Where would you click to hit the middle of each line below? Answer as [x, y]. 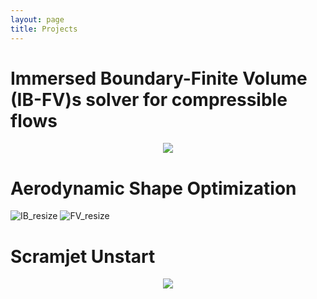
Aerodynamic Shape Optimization [153, 188]
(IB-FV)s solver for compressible [149, 99]
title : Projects [44, 29]
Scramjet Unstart [83, 256]
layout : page [37, 19]
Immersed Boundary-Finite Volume [159, 78]
